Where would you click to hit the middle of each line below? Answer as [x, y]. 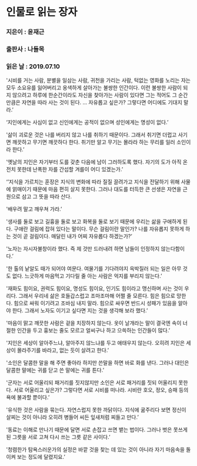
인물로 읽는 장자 [42, 12]
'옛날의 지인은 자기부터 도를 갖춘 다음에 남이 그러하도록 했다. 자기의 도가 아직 [94, 162]
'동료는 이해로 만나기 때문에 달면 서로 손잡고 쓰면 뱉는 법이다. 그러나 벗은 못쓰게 [97, 430]
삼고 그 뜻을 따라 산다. [47, 197]
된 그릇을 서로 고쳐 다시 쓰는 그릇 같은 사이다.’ [58, 437]
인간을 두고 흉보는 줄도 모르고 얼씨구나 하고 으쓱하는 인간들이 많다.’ [94, 331]
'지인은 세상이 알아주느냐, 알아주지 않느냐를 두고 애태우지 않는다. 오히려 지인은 [96, 343]
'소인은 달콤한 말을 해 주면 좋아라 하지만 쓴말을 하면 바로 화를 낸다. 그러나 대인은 [98, 363]
